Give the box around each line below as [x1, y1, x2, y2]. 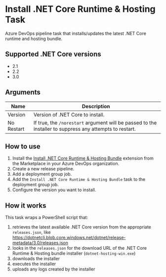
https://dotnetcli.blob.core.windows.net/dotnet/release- [12, 234, 126, 241]
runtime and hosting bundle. [5, 36, 63, 42]
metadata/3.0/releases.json [12, 240, 68, 246]
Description [82, 103, 110, 110]
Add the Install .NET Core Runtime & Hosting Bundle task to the [12, 176, 146, 182]
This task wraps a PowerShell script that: [5, 215, 88, 221]
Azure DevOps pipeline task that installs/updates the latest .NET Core [5, 30, 147, 36]
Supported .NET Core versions [5, 50, 101, 58]
